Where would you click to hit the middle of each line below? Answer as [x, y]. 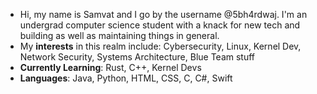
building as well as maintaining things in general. [119, 35]
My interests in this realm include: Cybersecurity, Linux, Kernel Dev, [160, 46]
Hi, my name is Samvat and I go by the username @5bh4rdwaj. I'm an [163, 14]
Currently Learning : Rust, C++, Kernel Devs [110, 67]
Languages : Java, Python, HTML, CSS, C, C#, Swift [126, 78]
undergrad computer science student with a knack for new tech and [160, 25]
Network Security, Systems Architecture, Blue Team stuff [137, 57]
